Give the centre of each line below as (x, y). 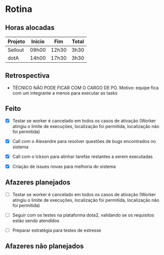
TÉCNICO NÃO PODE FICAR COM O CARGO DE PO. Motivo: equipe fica (85, 88)
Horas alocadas (30, 28)
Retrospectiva (27, 76)
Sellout (16, 50)
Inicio (38, 42)
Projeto (16, 42)
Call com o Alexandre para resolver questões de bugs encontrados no (84, 141)
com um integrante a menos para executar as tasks (65, 93)
